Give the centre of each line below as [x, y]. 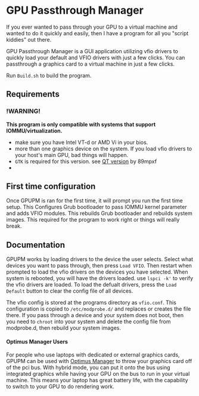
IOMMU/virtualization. [34, 131]
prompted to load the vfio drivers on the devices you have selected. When [97, 272]
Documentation [36, 245]
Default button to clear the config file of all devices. [70, 291]
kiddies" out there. [29, 39]
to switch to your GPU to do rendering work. [60, 386]
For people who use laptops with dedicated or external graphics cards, [93, 355]
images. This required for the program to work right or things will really [93, 220]
